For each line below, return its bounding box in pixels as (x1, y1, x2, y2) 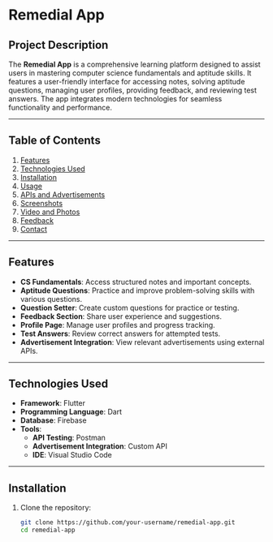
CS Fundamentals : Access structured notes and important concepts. (19, 277, 252, 286)
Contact (19, 224, 47, 234)
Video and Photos (19, 207, 80, 217)
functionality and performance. (8, 103, 112, 112)
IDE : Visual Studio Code (32, 450, 112, 460)
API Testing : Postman (32, 432, 106, 443)
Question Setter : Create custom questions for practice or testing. (19, 303, 240, 312)
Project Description (8, 38, 109, 52)
